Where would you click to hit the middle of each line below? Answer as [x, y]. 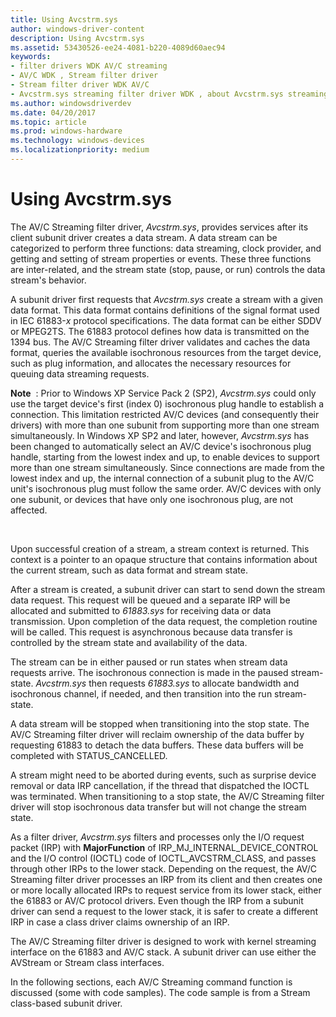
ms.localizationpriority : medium [80, 150]
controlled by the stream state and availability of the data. [129, 642]
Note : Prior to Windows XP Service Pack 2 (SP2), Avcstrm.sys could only [163, 393]
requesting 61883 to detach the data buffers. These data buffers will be [157, 745]
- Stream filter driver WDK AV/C [80, 85]
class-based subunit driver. [66, 1003]
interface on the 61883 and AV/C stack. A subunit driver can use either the [163, 952]
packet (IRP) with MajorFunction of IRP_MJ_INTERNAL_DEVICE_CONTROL [164, 847]
